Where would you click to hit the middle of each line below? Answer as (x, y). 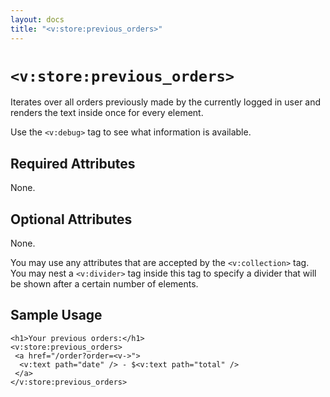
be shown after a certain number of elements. (104, 284)
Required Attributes (73, 163)
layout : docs (37, 19)
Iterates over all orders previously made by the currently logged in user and (166, 102)
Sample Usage (56, 315)
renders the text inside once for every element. (107, 113)
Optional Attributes (71, 219)
